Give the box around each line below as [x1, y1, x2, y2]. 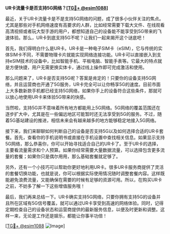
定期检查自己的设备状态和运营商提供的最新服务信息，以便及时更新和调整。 [5, 207, 160, 212]
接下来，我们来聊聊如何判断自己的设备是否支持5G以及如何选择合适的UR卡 [5, 128, 159, 134]
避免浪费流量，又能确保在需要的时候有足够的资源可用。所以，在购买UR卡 [9, 177, 162, 182]
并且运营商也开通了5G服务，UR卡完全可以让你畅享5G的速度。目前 [14, 81, 152, 87]
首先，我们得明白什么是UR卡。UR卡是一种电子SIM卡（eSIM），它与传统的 [5, 45, 158, 51]
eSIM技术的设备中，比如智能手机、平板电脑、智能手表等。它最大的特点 [9, 58, 158, 64]
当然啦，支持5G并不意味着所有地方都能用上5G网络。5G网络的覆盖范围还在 [5, 105, 161, 111]
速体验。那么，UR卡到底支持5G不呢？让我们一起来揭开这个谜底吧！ [5, 35, 146, 40]
